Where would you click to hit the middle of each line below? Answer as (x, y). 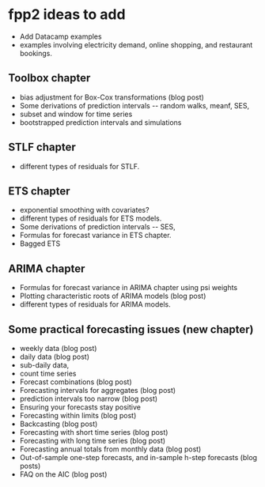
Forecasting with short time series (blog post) (94, 432)
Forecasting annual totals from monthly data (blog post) (110, 449)
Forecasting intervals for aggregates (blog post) (98, 390)
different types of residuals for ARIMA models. (95, 304)
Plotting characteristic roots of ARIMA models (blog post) (113, 296)
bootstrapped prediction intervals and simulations (100, 122)
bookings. (36, 53)
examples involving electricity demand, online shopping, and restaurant (136, 44)
